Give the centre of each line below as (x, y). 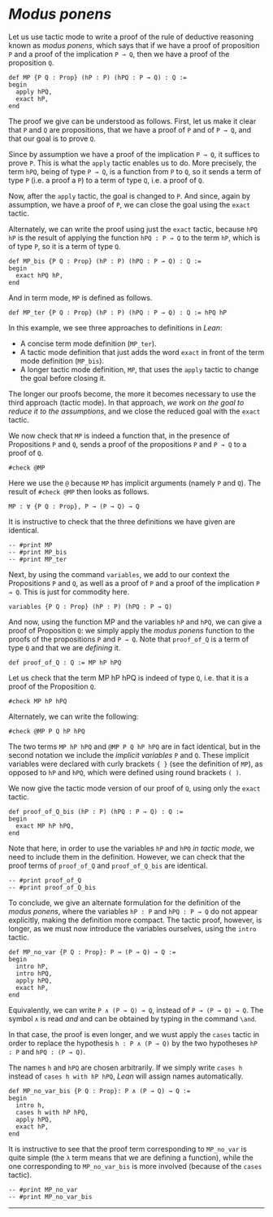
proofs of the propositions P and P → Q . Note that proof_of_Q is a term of (129, 639)
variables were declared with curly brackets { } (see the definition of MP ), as (136, 764)
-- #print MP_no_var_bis (50, 1197)
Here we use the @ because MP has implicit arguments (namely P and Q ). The (135, 483)
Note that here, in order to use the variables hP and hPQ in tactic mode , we (132, 848)
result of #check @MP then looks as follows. (79, 491)
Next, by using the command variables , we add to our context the (119, 574)
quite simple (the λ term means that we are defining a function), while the (131, 1158)
